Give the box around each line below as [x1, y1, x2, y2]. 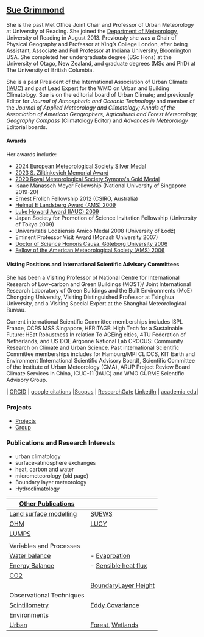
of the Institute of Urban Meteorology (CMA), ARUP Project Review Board [6, 363, 191, 371]
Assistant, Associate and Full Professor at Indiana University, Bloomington [6, 47, 192, 54]
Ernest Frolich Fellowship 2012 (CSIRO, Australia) [15, 195, 138, 203]
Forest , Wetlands [90, 621, 139, 629]
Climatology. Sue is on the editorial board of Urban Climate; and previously [6, 91, 194, 98]
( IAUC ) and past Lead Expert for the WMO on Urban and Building [6, 85, 169, 92]
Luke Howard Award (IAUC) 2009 [15, 208, 99, 215]
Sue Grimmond [6, 5, 65, 15]
